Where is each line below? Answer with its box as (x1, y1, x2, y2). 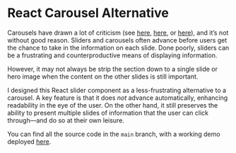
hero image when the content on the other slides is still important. (7, 72, 199, 81)
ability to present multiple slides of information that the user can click (7, 108, 208, 117)
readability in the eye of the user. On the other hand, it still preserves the (7, 101, 218, 109)
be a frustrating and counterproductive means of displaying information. (7, 51, 218, 59)
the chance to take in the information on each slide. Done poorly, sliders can (7, 43, 230, 52)
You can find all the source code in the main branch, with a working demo (7, 130, 220, 138)
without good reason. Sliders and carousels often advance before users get (7, 35, 228, 44)
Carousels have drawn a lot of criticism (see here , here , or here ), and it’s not (7, 28, 229, 37)
